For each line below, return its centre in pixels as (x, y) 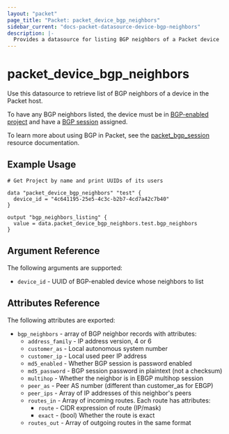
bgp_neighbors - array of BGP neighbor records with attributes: (107, 334)
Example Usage (42, 165)
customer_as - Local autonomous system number (98, 348)
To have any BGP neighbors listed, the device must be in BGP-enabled (108, 114)
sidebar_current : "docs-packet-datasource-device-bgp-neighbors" (104, 27)
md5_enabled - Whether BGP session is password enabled (110, 363)
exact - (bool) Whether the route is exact (96, 415)
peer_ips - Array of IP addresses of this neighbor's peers (109, 393)
